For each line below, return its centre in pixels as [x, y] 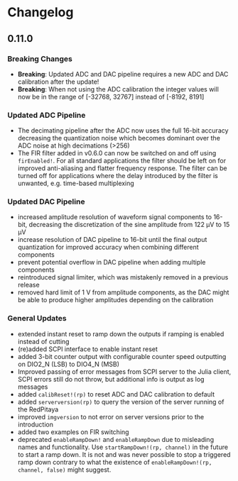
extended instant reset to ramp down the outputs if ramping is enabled [121, 333]
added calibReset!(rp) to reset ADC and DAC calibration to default [116, 394]
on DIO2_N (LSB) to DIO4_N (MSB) [68, 364]
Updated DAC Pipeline [46, 201]
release [29, 285]
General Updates [37, 319]
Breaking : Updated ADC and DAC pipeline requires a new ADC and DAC [123, 74]
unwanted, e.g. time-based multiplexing [76, 183]
